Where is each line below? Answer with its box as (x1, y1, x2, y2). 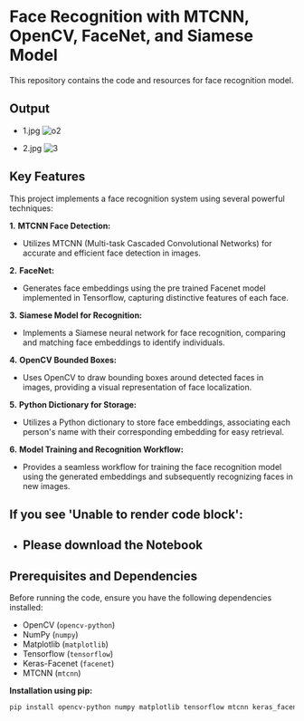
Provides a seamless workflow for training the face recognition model (22, 461, 282, 472)
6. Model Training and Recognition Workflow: (9, 444, 184, 455)
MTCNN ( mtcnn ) (22, 668, 81, 678)
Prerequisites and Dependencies (9, 568, 198, 583)
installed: (9, 602, 43, 613)
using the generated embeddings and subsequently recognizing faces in (22, 471, 294, 482)
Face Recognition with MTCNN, (9, 6, 250, 27)
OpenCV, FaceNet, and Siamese (9, 25, 253, 46)
